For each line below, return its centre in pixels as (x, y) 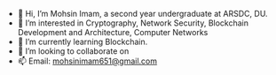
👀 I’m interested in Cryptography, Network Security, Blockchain (133, 23)
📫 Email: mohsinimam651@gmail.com (87, 61)
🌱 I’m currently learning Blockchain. (83, 41)
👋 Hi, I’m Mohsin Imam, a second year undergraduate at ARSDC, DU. (142, 14)
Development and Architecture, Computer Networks (113, 32)
